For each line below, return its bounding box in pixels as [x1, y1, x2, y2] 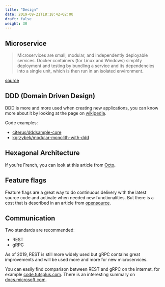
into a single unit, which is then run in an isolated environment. [17, 68, 144, 74]
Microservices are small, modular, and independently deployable [17, 52, 148, 58]
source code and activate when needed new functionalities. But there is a [5, 194, 154, 200]
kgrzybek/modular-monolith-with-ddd [12, 134, 89, 141]
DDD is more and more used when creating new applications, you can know [5, 105, 159, 111]
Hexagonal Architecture [5, 149, 80, 157]
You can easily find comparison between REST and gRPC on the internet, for [5, 266, 160, 272]
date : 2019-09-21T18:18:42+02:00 [5, 12, 74, 17]
